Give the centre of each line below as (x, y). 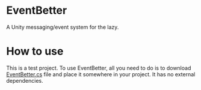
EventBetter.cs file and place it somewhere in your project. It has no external (101, 74)
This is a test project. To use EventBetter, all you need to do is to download (99, 68)
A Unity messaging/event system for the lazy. (63, 27)
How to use (35, 51)
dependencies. (25, 80)
